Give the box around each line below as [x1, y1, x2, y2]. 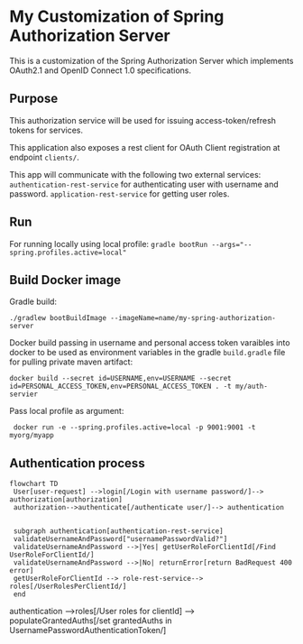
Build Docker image [9, 272, 122, 288]
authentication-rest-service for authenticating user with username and [9, 179, 279, 189]
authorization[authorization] [9, 495, 124, 504]
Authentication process [9, 455, 146, 471]
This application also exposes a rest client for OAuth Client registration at [9, 142, 280, 152]
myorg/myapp [9, 431, 54, 440]
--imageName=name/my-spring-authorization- [109, 314, 277, 323]
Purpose [9, 91, 59, 106]
